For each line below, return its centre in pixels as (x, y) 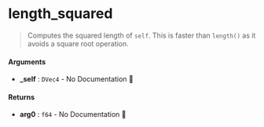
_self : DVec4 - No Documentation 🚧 (76, 79)
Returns (22, 97)
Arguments (27, 62)
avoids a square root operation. (78, 43)
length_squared (60, 14)
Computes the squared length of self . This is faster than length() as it (141, 35)
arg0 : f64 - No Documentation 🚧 (73, 114)
